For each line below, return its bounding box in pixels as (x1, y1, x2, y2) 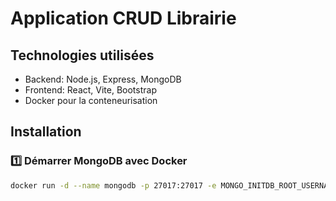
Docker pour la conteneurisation (24, 95, 158, 106)
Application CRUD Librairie (10, 7, 237, 30)
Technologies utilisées (10, 47, 155, 64)
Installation (10, 123, 82, 141)
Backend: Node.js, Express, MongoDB (24, 73, 182, 85)
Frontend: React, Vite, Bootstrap (24, 84, 157, 96)
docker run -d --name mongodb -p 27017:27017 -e (10, 180, 217, 191)
